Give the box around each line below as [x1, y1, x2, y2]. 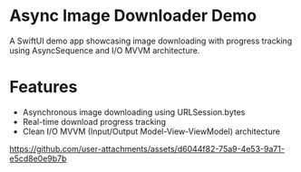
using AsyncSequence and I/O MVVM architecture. [9, 44, 200, 55]
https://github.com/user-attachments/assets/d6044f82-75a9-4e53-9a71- [9, 143, 286, 154]
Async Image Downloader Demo [9, 5, 257, 26]
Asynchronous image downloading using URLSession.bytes [22, 106, 246, 118]
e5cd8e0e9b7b [9, 153, 67, 164]
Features [9, 77, 78, 98]
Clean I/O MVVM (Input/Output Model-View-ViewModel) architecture [22, 126, 281, 137]
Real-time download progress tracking [22, 116, 166, 127]
